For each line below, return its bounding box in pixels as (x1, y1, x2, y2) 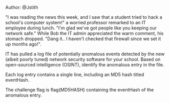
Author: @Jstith (5, 5, 38, 10)
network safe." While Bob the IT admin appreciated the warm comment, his (5, 30, 164, 36)
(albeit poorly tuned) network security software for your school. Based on (5, 56, 161, 62)
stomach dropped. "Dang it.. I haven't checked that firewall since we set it (5, 36, 161, 42)
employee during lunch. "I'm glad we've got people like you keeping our (5, 25, 157, 31)
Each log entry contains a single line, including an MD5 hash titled (5, 72, 144, 78)
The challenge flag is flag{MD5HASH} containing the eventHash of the (5, 87, 154, 93)
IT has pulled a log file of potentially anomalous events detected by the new (5, 51, 165, 57)
